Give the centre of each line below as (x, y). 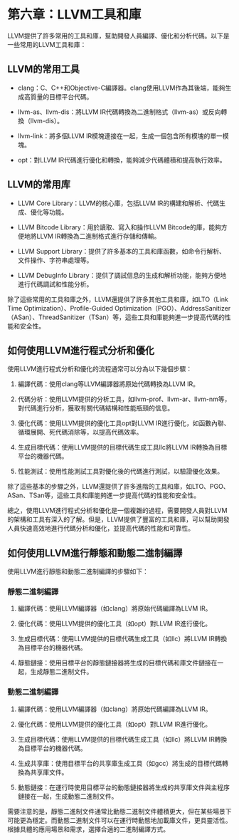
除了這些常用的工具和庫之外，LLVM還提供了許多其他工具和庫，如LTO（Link (118, 299)
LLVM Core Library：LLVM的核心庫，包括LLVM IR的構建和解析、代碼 (118, 203)
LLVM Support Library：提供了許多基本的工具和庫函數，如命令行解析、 (122, 251)
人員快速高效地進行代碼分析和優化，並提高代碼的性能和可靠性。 (101, 529)
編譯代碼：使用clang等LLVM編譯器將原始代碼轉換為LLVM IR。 (108, 384)
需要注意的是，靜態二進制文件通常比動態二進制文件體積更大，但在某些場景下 (119, 811)
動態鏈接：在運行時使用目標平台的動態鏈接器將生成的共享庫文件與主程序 (123, 787)
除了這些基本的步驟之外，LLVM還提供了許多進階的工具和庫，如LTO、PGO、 (118, 487)
